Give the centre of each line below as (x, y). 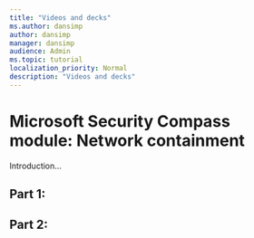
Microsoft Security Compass (120, 121)
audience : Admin (40, 52)
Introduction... (35, 166)
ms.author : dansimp (46, 26)
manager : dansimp (42, 43)
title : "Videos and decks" (60, 18)
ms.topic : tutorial (46, 60)
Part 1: (28, 194)
